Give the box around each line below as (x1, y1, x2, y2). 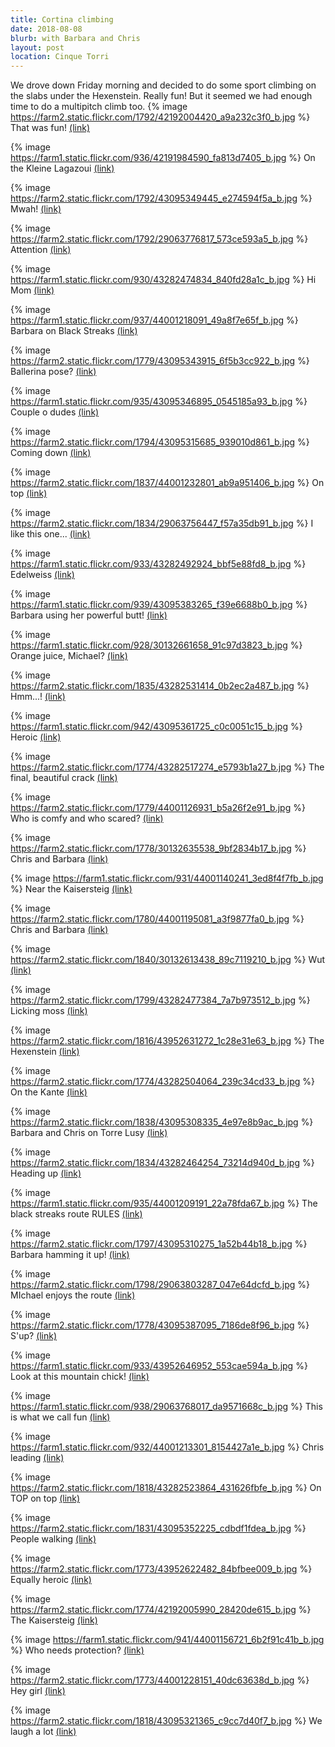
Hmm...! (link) (10, 691, 66, 703)
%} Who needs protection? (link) (10, 1644, 145, 1656)
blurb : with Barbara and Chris (10, 33, 141, 43)
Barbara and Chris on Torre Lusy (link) (10, 1127, 168, 1139)
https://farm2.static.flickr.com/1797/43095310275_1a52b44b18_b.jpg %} (10, 1238, 308, 1250)
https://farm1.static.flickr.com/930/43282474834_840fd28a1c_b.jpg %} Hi (10, 274, 317, 286)
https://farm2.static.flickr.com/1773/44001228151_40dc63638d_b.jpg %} (10, 1674, 310, 1686)
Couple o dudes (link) (10, 406, 100, 418)
